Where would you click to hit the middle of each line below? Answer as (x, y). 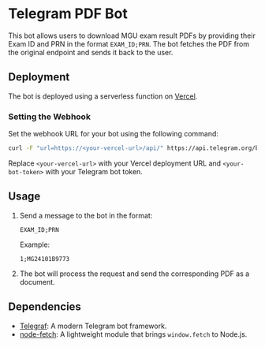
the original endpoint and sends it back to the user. (91, 52)
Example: (35, 244)
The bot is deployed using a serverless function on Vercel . (103, 96)
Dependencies (45, 307)
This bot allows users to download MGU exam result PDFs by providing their (132, 35)
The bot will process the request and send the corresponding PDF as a (134, 274)
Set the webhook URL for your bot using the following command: (114, 134)
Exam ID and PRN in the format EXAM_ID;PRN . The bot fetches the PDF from (129, 43)
